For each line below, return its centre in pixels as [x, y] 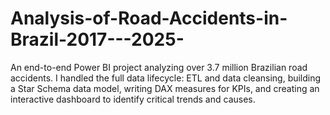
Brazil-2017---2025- [97, 39]
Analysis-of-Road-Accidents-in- [149, 18]
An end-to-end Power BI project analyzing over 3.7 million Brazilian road [159, 67]
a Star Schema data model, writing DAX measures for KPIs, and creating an [165, 88]
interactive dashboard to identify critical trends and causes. [133, 99]
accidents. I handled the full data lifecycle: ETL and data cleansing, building [166, 78]
